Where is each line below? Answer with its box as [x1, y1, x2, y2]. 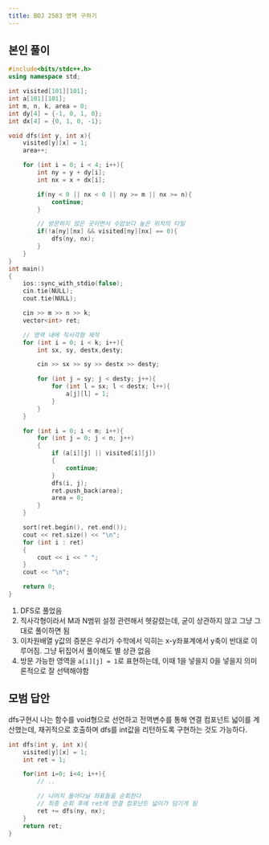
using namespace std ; [8, 73, 81, 81]
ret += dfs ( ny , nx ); [37, 806, 106, 815]
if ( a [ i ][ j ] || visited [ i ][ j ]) [51, 449, 157, 458]
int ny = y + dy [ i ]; [37, 169, 106, 177]
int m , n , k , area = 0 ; [8, 102, 88, 110]
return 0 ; [22, 583, 56, 591]
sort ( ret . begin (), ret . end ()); [22, 524, 128, 532]
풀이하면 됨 [35, 626, 70, 635]
